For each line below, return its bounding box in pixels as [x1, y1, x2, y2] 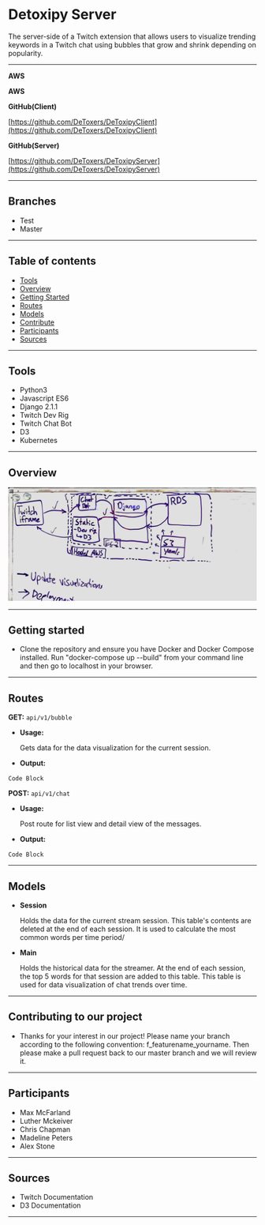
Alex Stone [19, 1141, 55, 1151]
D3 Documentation [19, 1201, 81, 1210]
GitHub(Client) [8, 101, 58, 111]
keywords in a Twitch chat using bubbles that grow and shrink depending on [8, 39, 256, 49]
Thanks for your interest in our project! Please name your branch [19, 1031, 230, 1040]
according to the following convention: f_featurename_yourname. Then [19, 1039, 250, 1049]
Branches [8, 195, 57, 209]
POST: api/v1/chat [8, 788, 71, 799]
